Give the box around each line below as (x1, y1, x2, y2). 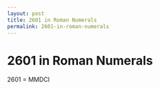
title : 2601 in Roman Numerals (7, 17, 97, 23)
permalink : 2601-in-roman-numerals (7, 23, 110, 30)
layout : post (7, 10, 45, 17)
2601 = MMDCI (7, 75, 50, 83)
